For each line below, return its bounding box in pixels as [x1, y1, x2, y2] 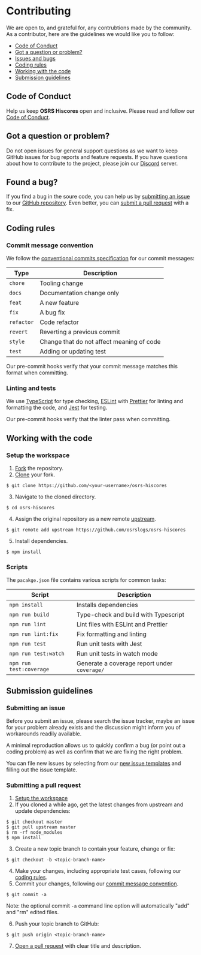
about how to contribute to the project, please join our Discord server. [6, 160, 178, 167]
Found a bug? [6, 177, 58, 187]
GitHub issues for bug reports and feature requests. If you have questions [6, 153, 188, 160]
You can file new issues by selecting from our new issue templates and [6, 760, 181, 767]
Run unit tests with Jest [77, 640, 142, 648]
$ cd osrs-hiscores [6, 505, 55, 511]
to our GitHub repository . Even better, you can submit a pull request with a [6, 199, 189, 206]
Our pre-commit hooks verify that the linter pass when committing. [6, 416, 171, 423]
